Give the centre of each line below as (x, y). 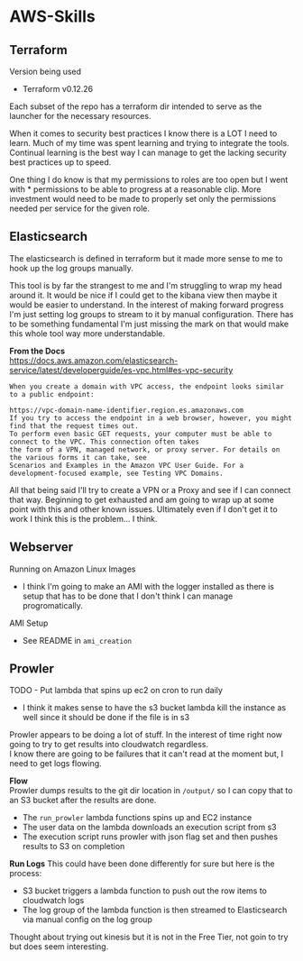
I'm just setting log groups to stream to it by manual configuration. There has (151, 314)
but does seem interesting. (59, 947)
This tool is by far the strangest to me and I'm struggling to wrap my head (146, 285)
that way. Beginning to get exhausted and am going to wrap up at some (142, 499)
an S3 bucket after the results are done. (83, 801)
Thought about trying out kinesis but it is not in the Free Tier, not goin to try (149, 937)
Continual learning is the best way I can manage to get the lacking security (148, 152)
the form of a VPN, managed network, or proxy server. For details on (145, 449)
